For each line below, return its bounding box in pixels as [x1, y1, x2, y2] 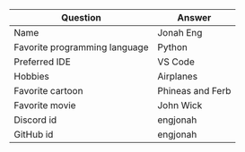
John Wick [156, 99, 203, 111]
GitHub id [13, 129, 54, 140]
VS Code [156, 55, 195, 68]
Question [61, 12, 101, 23]
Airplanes [156, 71, 198, 82]
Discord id [13, 114, 57, 126]
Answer [177, 12, 212, 23]
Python [156, 41, 188, 53]
